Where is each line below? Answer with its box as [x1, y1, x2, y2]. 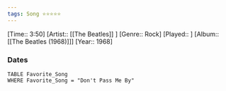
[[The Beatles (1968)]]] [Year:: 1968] [7, 37, 113, 46]
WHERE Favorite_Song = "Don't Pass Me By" [7, 77, 135, 84]
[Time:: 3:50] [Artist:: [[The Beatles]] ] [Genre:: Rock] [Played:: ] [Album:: [7, 30, 220, 38]
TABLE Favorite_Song [7, 71, 69, 78]
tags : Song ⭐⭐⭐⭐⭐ [7, 10, 62, 18]
